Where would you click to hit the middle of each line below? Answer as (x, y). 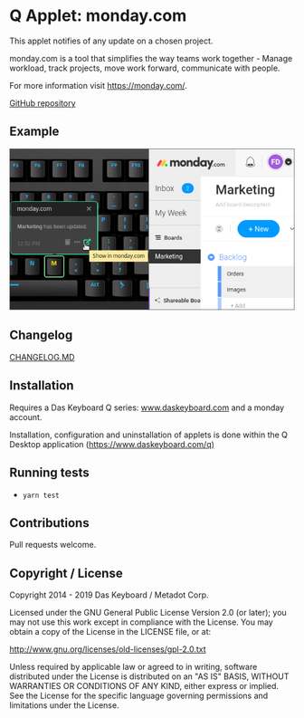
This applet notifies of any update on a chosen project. (111, 41)
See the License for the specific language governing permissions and (139, 696)
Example (34, 132)
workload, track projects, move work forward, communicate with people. (145, 68)
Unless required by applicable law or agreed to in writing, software (133, 667)
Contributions (49, 523)
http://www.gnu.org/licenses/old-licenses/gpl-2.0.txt (108, 649)
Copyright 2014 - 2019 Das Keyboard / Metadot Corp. (109, 595)
